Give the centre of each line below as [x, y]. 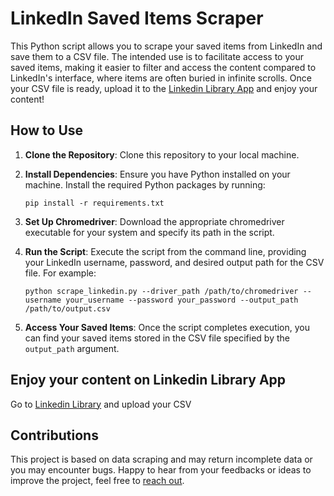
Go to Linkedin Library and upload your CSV [101, 404]
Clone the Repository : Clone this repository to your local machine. [162, 154]
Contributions [54, 435]
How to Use [47, 130]
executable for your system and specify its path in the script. [149, 232]
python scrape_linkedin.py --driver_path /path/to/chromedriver [161, 291]
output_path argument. [72, 348]
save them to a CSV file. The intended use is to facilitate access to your [157, 56]
